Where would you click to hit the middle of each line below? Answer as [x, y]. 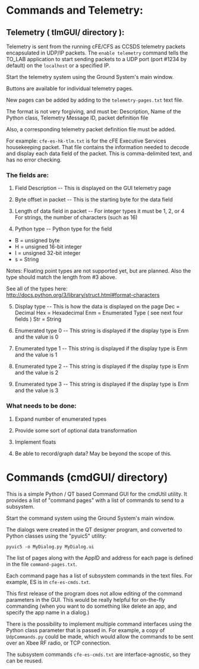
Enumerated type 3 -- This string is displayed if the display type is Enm [102, 384]
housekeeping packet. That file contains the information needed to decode [97, 147]
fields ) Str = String [38, 319]
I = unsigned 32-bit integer [48, 253]
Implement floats [35, 442]
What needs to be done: [41, 406]
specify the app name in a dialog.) [48, 612]
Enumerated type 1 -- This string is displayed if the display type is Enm [101, 349]
